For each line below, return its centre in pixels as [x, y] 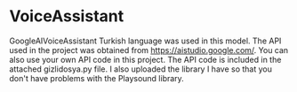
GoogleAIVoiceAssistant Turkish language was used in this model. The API [145, 41]
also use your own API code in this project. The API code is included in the [145, 59]
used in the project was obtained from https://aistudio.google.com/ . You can [149, 50]
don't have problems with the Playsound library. [96, 78]
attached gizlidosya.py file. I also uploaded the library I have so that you [141, 69]
